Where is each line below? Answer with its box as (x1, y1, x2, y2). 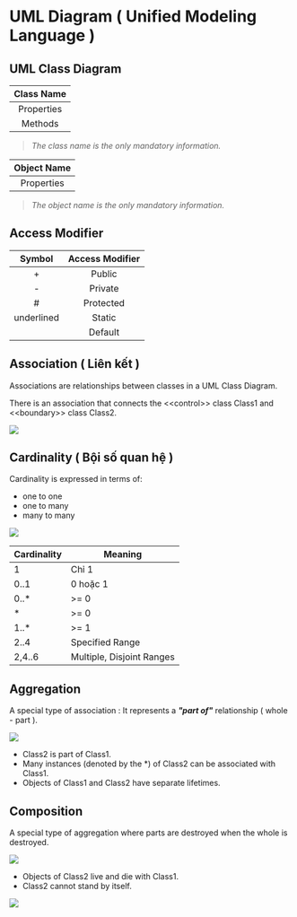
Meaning (102, 548, 143, 561)
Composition (9, 803, 83, 818)
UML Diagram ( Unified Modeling (9, 6, 258, 27)
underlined (13, 311, 60, 324)
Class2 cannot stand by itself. (22, 881, 132, 892)
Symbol (19, 252, 54, 265)
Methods (21, 118, 59, 129)
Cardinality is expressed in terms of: (9, 474, 143, 485)
